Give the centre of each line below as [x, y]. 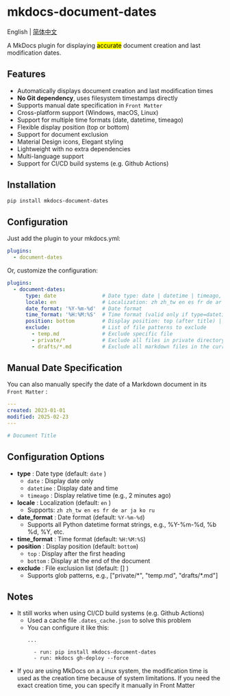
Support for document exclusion [62, 134]
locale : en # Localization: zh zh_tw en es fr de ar [124, 302]
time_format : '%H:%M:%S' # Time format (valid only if [106, 315]
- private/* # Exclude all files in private [113, 340]
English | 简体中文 [32, 31]
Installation [31, 185]
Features [26, 74]
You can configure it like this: [68, 628]
